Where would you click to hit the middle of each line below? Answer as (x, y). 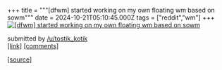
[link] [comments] (33, 46)
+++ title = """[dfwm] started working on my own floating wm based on (111, 10)
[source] (20, 59)
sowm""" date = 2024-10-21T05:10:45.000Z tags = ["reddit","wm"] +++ (111, 17)
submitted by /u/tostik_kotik (48, 38)
